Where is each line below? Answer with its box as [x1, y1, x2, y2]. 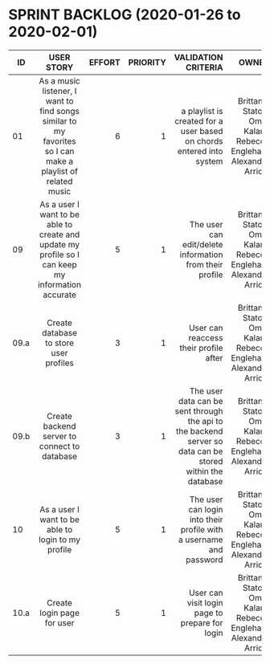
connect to [39, 440, 80, 451]
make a [45, 155, 74, 166]
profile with [180, 523, 223, 535]
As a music [39, 75, 80, 86]
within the [186, 466, 223, 477]
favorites [43, 135, 76, 146]
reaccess [188, 332, 223, 343]
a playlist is [181, 105, 223, 116]
